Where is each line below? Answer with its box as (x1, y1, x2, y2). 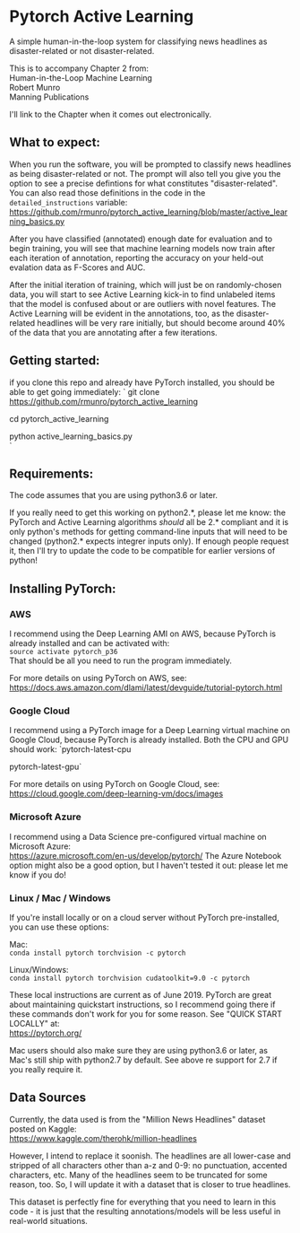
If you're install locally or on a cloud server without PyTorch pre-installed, (9, 912, 279, 923)
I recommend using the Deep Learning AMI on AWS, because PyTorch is (9, 628, 276, 639)
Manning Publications (9, 92, 90, 102)
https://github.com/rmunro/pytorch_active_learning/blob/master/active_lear (9, 206, 288, 217)
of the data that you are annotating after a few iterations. (9, 327, 218, 337)
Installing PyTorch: (9, 581, 116, 596)
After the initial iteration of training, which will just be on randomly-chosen (9, 279, 282, 290)
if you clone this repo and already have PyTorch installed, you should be (9, 377, 275, 388)
